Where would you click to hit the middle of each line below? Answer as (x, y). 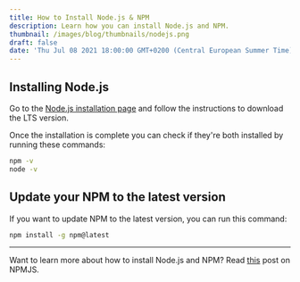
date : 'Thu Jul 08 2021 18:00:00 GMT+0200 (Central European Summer (139, 51)
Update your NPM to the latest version (117, 197)
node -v (24, 169)
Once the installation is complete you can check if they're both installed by (146, 135)
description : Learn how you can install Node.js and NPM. (119, 26)
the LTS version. (39, 118)
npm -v (21, 161)
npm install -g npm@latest (59, 235)
